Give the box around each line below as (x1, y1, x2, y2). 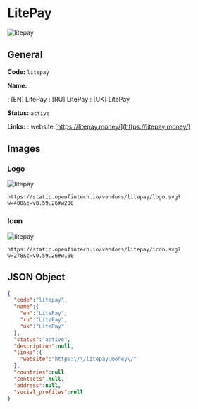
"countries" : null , (13, 369, 68, 376)
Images (7, 143, 41, 155)
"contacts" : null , (13, 375, 65, 382)
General (7, 49, 44, 61)
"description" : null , (13, 343, 74, 350)
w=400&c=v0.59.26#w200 (7, 200, 74, 207)
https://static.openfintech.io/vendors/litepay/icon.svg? (7, 246, 181, 253)
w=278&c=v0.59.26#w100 (7, 252, 74, 259)
